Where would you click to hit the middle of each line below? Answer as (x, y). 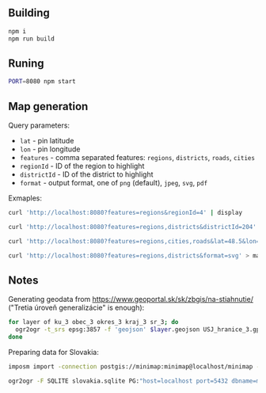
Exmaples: (25, 198)
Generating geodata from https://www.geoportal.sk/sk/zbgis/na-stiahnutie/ (131, 300)
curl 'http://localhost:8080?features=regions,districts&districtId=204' (133, 227)
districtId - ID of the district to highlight (86, 174)
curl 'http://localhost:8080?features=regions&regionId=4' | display (125, 213)
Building (29, 13)
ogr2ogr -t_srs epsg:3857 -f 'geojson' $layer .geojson (108, 330)
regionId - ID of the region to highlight (82, 166)
